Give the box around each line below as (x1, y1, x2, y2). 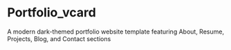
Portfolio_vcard (7, 5, 97, 21)
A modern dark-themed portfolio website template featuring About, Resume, (7, 27, 225, 36)
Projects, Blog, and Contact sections (7, 34, 111, 42)
